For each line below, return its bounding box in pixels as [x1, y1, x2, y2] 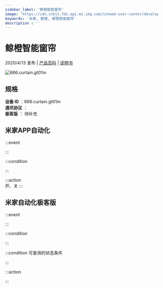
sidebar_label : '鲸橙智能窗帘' [5, 7, 64, 12]
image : [5, 12, 18, 16]
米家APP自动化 [5, 127, 50, 135]
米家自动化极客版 [5, 198, 56, 207]
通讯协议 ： [5, 105, 28, 111]
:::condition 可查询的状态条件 [5, 250, 63, 256]
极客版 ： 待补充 [5, 111, 37, 116]
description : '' [5, 20, 40, 26]
